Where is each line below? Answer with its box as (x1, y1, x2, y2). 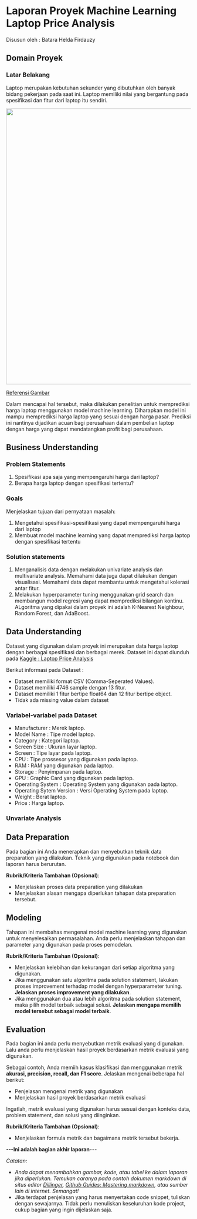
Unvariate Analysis (6, 814, 62, 822)
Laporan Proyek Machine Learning (6, 4, 177, 18)
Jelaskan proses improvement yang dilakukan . (14, 988, 131, 995)
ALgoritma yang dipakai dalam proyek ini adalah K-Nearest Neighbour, (14, 603, 185, 610)
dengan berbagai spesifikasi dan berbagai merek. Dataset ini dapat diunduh (6, 648, 189, 655)
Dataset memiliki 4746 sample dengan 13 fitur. (14, 684, 127, 691)
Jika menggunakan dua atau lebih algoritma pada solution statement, (14, 995, 182, 1002)
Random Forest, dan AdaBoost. (14, 609, 90, 617)
